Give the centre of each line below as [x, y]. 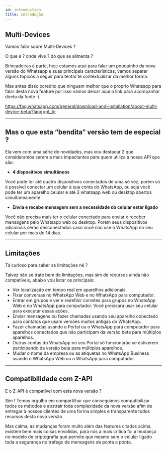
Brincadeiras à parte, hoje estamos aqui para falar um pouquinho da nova [80, 66]
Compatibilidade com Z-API [49, 379]
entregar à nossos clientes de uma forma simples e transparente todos [78, 411]
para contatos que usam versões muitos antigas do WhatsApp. [77, 321]
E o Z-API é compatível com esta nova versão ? [53, 391]
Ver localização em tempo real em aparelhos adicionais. [70, 290]
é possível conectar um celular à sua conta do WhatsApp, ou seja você [78, 187]
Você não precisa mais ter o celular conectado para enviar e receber [75, 217]
